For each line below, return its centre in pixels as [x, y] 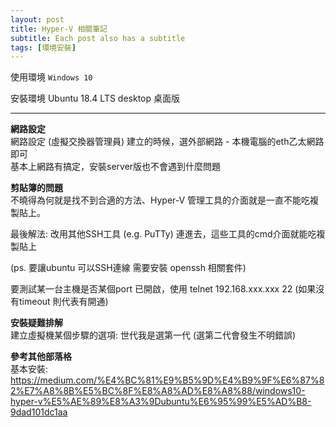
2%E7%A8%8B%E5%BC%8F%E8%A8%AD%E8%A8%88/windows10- [158, 391]
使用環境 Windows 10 [51, 77]
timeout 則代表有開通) [63, 302]
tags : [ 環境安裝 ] [43, 47]
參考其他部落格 [41, 357]
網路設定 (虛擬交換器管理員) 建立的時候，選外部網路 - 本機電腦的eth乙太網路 [167, 142]
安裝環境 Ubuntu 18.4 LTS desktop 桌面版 [95, 98]
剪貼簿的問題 [36, 188]
